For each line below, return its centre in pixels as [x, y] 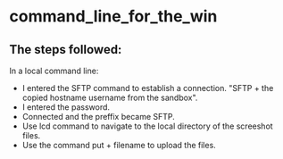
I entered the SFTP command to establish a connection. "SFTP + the [148, 88]
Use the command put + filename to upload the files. [119, 145]
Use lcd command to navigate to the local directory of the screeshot [148, 126]
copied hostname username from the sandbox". [110, 97]
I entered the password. [66, 107]
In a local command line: [54, 71]
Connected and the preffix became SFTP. [99, 117]
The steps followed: [66, 50]
